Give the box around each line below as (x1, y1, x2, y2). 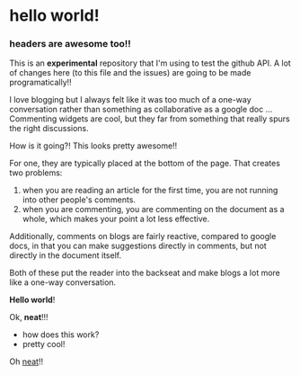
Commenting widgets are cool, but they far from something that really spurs (9, 113, 290, 124)
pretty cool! (22, 339, 66, 350)
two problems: (9, 167, 63, 178)
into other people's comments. (22, 194, 137, 205)
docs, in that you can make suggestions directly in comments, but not (9, 240, 267, 252)
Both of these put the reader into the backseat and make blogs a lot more (9, 267, 281, 279)
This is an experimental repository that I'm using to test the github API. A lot (9, 58, 292, 68)
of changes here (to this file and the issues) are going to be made (9, 67, 251, 78)
